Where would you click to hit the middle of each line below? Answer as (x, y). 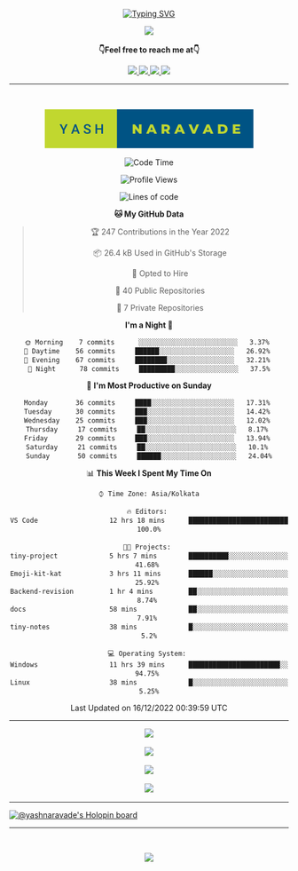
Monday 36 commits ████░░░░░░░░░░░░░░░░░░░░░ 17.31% (147, 403)
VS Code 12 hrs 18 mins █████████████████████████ (149, 520)
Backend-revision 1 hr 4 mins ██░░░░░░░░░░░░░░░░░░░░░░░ (149, 591)
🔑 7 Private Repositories (160, 308)
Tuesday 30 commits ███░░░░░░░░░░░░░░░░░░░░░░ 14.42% (147, 412)
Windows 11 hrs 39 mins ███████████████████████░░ (149, 665)
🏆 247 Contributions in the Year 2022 (160, 232)
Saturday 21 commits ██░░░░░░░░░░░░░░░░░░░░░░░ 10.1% (147, 447)
